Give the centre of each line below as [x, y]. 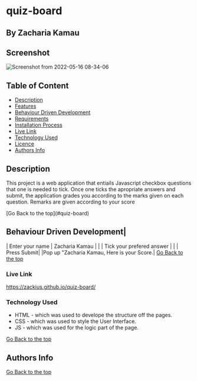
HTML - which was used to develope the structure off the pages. [93, 315]
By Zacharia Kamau [43, 33]
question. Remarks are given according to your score [70, 202]
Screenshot [28, 52]
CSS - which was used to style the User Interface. [75, 321]
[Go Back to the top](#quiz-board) [48, 214]
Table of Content [37, 85]
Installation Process [39, 125]
